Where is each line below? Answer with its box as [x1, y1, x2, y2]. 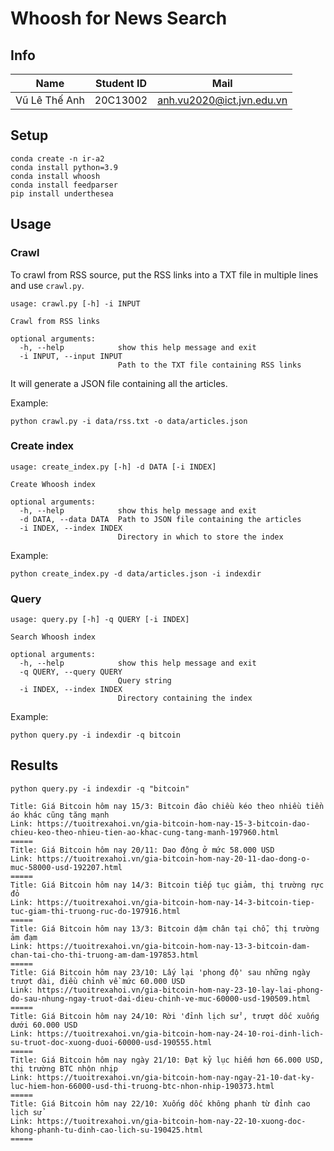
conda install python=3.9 [10, 162, 118, 172]
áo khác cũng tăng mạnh [10, 810, 110, 820]
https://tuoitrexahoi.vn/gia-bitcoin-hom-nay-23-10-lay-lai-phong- [36, 985, 325, 995]
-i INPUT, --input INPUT [19, 351, 123, 361]
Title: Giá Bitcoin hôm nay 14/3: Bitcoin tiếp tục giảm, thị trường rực [10, 880, 325, 890]
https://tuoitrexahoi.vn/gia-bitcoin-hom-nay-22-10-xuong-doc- [36, 1116, 307, 1126]
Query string [117, 676, 172, 686]
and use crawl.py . [10, 279, 85, 291]
